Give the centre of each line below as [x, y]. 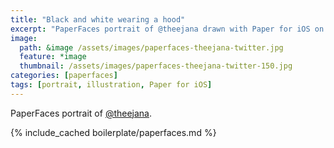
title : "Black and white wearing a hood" [98, 19]
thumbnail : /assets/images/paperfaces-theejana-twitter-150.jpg [156, 66]
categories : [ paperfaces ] [64, 76]
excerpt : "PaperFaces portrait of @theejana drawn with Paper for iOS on [167, 29]
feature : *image [53, 57]
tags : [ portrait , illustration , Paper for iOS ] [111, 85]
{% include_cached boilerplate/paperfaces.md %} [113, 132]
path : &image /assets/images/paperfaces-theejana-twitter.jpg [151, 47]
